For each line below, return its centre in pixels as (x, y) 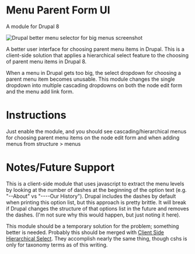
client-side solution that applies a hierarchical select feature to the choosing (97, 55)
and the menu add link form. (40, 91)
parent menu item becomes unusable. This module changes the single (90, 79)
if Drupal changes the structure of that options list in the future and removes (97, 208)
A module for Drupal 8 (33, 26)
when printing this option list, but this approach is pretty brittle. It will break (96, 202)
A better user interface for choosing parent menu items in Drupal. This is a (95, 49)
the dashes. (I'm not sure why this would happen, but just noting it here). (93, 215)
